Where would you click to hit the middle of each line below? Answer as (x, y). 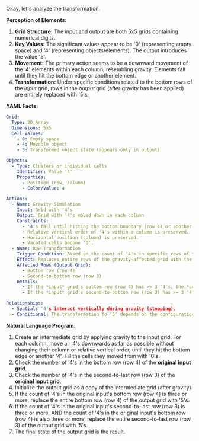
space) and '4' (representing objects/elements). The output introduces (101, 50)
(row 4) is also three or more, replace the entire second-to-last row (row (103, 419)
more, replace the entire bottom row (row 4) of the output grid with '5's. (102, 400)
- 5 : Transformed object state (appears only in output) (89, 150)
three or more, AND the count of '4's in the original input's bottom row (100, 413)
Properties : (31, 177)
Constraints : (33, 221)
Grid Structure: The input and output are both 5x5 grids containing (97, 31)
